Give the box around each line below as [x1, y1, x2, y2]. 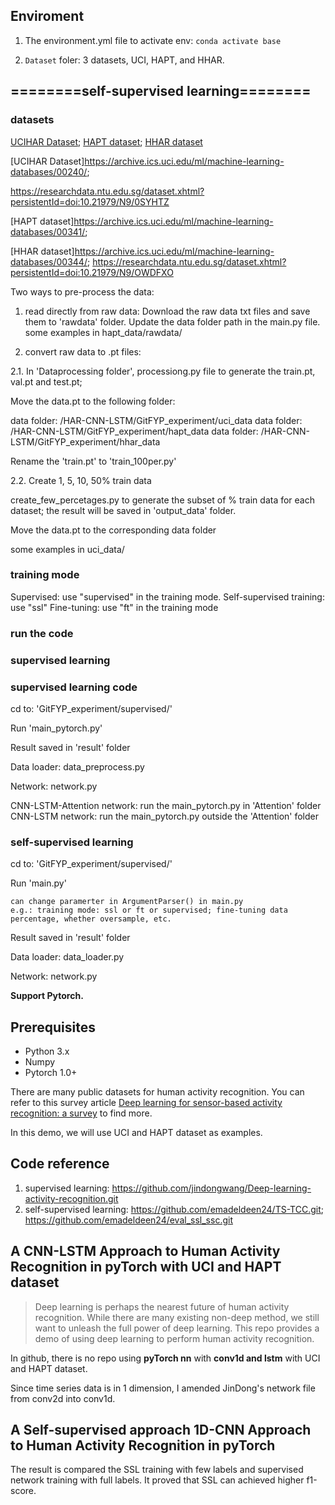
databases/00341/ [10, 225, 86, 238]
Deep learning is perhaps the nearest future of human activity [34, 1300, 290, 1313]
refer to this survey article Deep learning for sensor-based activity [10, 1097, 283, 1109]
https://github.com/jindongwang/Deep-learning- [111, 1182, 312, 1194]
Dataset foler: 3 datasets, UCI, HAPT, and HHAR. [24, 54, 225, 66]
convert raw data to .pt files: [24, 345, 142, 358]
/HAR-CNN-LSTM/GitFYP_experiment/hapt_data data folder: [10, 425, 259, 437]
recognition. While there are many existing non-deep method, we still [34, 1311, 320, 1323]
